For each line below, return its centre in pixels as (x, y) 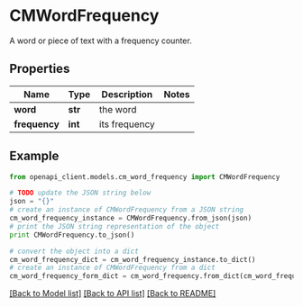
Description (127, 94)
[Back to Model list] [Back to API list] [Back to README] (113, 293)
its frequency (127, 124)
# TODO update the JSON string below (80, 193)
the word (118, 109)
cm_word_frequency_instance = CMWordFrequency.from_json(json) (131, 218)
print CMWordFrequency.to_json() (72, 235)
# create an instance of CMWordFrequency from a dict (113, 268)
